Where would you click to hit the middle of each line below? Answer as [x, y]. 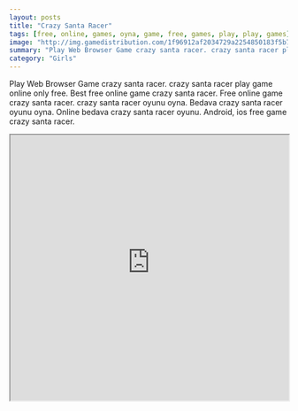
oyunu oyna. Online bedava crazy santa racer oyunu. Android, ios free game [148, 112]
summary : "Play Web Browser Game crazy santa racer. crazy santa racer [144, 50]
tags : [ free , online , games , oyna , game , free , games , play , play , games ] [150, 34]
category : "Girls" [43, 58]
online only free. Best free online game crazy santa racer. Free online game [146, 93]
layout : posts [35, 17]
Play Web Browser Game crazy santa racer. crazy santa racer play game [141, 84]
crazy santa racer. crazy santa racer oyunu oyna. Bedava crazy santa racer [146, 102]
